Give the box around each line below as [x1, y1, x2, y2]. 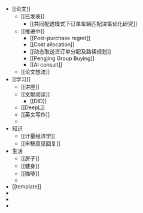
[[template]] [11, 183, 42, 190]
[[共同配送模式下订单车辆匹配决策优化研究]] [29, 20, 138, 27]
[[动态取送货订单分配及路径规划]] [29, 48, 111, 55]
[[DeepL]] [20, 104, 45, 111]
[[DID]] [29, 98, 47, 104]
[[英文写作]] [20, 111, 50, 118]
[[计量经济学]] [20, 133, 56, 139]
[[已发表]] [20, 13, 45, 20]
